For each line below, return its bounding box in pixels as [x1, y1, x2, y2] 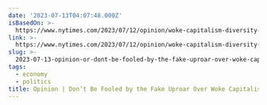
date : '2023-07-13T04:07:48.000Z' [8, 11, 123, 20]
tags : [8, 63, 26, 71]
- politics [15, 77, 52, 85]
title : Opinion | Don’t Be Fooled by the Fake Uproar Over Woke [8, 84, 226, 93]
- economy [15, 70, 48, 78]
